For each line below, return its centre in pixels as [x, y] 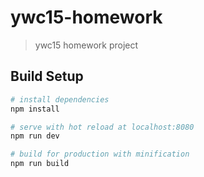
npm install [35, 109]
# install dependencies [60, 99]
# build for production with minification [100, 154]
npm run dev [35, 136]
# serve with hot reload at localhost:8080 [102, 127]
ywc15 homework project [86, 45]
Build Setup [47, 76]
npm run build [40, 164]
